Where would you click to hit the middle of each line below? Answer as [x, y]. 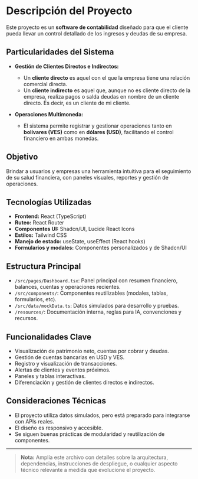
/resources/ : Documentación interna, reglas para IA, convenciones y [98, 312]
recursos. [26, 318]
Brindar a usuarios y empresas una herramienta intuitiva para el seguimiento [99, 171]
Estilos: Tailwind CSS [41, 235]
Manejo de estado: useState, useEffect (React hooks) [80, 242]
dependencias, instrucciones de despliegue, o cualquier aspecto [99, 463]
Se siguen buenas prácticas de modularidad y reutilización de [90, 434]
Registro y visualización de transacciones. [66, 364]
